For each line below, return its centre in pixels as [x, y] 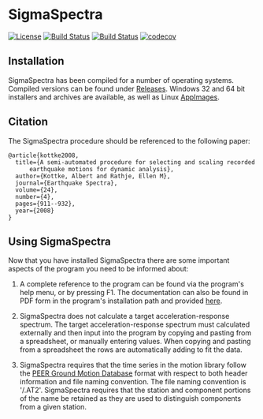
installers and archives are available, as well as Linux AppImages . [114, 97]
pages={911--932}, [46, 204]
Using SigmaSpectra [60, 241]
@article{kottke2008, [44, 155]
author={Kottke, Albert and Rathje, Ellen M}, [93, 176]
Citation [28, 122]
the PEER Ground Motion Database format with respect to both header [133, 373]
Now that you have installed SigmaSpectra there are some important [119, 260]
